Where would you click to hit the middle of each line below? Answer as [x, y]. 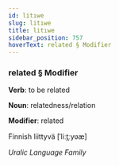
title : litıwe [32, 30]
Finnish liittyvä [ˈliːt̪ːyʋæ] [48, 136]
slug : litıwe [30, 23]
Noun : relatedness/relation [52, 106]
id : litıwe [26, 15]
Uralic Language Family [47, 152]
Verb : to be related [39, 90]
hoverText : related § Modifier [60, 45]
